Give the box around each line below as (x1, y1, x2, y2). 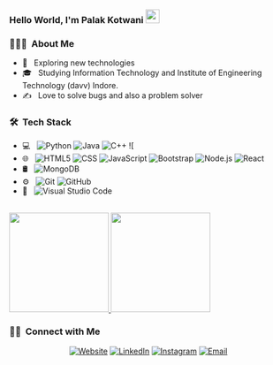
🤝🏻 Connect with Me (9, 325, 101, 338)
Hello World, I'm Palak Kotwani (9, 13, 144, 26)
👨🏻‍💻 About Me (9, 37, 75, 49)
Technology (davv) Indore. (21, 80, 119, 91)
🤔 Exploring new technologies (21, 57, 135, 68)
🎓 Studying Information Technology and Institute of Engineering (21, 67, 262, 79)
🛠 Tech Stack (9, 116, 72, 128)
